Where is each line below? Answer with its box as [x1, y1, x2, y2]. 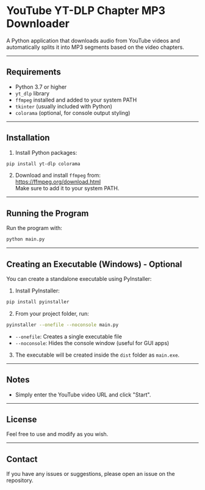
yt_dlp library [15, 89, 50, 97]
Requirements [6, 67, 61, 77]
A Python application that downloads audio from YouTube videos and [6, 37, 180, 44]
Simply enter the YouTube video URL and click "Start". [15, 391, 151, 398]
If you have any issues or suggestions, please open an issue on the [6, 470, 175, 478]
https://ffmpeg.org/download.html [15, 178, 101, 185]
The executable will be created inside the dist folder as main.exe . [15, 351, 180, 358]
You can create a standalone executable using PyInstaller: [6, 275, 152, 282]
